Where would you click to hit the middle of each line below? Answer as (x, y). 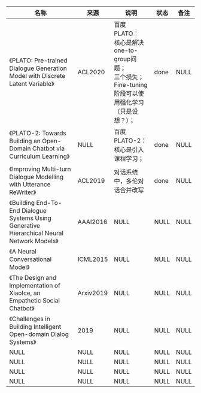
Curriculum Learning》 (39, 156)
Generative (25, 226)
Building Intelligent (35, 327)
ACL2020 (91, 72)
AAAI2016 (92, 222)
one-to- (126, 50)
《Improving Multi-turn (40, 169)
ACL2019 (91, 181)
